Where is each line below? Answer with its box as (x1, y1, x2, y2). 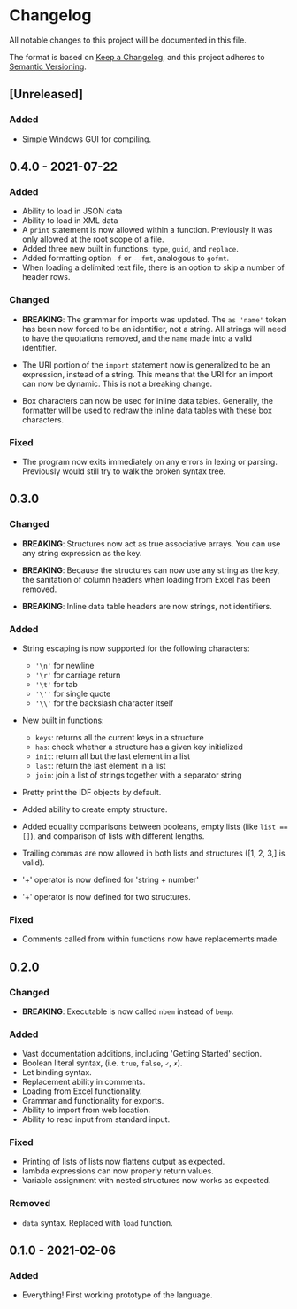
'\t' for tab (34, 678, 78, 689)
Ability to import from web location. (21, 1104, 151, 1116)
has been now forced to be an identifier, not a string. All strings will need (21, 323, 286, 334)
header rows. (21, 272, 71, 283)
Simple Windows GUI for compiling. (21, 134, 152, 144)
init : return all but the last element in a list (34, 750, 191, 762)
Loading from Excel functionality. (21, 1086, 143, 1096)
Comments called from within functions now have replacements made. (21, 933, 280, 944)
